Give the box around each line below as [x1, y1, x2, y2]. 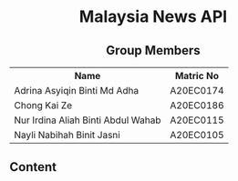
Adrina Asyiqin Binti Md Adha [14, 85, 140, 96]
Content [9, 159, 57, 175]
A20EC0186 [170, 99, 225, 111]
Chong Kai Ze [14, 99, 73, 111]
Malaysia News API [78, 6, 228, 27]
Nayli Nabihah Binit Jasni [14, 129, 120, 141]
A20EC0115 [170, 114, 225, 126]
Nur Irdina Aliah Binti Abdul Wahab [14, 114, 161, 126]
